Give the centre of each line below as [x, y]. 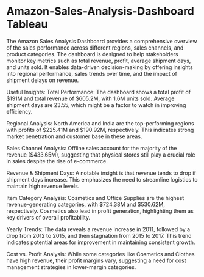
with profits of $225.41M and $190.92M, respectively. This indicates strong [100, 130]
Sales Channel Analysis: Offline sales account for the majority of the [92, 148]
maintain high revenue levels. [43, 186]
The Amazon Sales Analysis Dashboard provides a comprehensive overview [102, 41]
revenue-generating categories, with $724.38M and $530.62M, [86, 204]
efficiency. [19, 111]
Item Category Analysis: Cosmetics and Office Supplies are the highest [95, 198]
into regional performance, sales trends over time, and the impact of [92, 73]
